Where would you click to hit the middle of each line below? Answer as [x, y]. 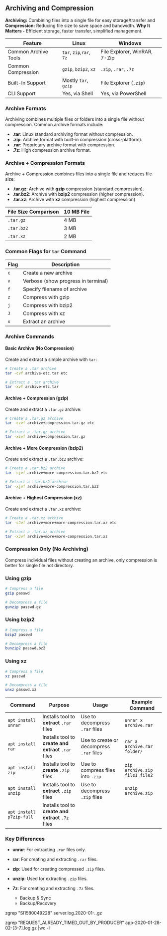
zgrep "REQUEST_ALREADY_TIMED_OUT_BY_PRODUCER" [65, 923]
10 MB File [77, 212]
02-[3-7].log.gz [21, 928]
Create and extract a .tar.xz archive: [43, 509]
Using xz [16, 661]
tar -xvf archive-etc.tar [32, 387]
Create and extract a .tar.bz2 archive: [44, 459]
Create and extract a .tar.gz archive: [43, 409]
